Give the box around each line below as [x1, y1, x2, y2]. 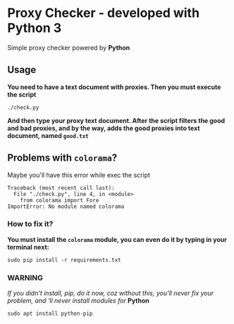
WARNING [7, 272, 44, 282]
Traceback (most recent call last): [7, 184, 115, 192]
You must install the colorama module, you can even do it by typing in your [7, 235, 227, 243]
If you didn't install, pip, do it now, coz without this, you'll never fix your [7, 289, 214, 298]
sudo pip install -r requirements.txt [7, 256, 121, 263]
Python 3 [7, 20, 62, 36]
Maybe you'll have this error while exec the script [7, 170, 150, 179]
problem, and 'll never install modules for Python [7, 296, 149, 305]
